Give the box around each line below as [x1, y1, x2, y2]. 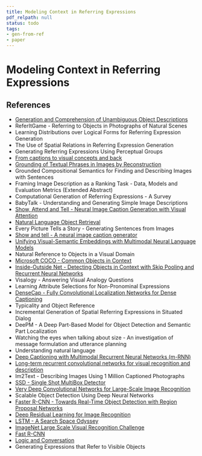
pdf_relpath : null [6, 14, 52, 21]
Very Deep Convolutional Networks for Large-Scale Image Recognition [14, 385, 191, 393]
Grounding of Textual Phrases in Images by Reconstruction [14, 161, 162, 168]
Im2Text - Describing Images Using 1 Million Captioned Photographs [14, 373, 185, 379]
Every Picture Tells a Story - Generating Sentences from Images [14, 225, 174, 232]
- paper [6, 37, 26, 43]
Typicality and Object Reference [14, 302, 95, 309]
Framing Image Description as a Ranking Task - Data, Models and [14, 180, 178, 187]
